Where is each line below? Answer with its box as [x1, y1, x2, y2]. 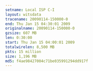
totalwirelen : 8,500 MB [5, 44, 55, 49]
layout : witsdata [5, 12, 41, 17]
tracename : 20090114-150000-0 [5, 16, 68, 21]
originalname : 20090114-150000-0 [5, 26, 75, 31]
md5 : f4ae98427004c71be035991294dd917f [5, 58, 88, 63]
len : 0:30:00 [5, 35, 32, 40]
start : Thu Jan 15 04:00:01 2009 [5, 40, 75, 45]
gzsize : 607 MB [5, 30, 37, 35]
